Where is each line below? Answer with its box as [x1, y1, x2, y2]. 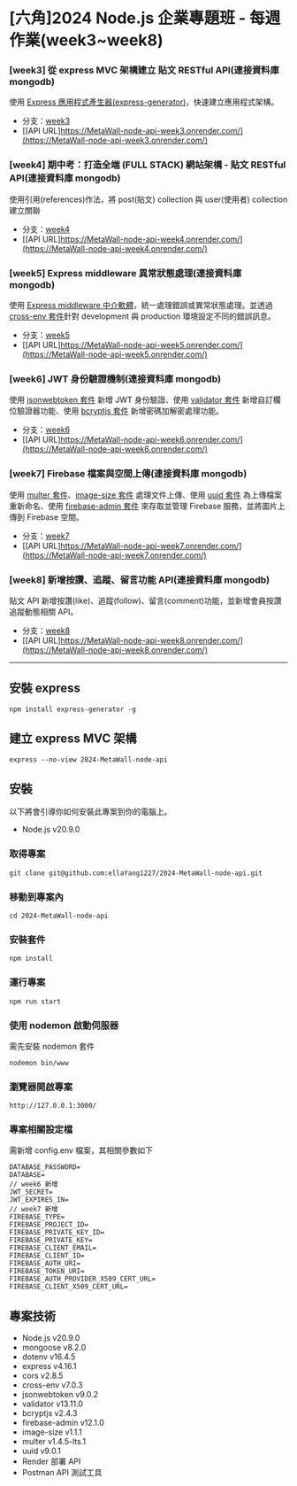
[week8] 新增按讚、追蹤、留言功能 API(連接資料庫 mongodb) [9, 573, 270, 585]
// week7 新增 [9, 1205, 59, 1214]
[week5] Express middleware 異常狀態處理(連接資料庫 [9, 267, 242, 279]
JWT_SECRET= [9, 1188, 53, 1196]
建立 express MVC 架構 [9, 731, 137, 747]
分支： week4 [21, 223, 71, 235]
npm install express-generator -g [9, 705, 137, 714]
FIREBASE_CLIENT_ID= [9, 1251, 86, 1260]
